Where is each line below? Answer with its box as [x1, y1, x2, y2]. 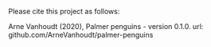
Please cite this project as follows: [8, 7, 120, 16]
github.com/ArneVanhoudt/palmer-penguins [8, 31, 154, 39]
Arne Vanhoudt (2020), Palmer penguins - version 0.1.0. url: [8, 22, 204, 31]
